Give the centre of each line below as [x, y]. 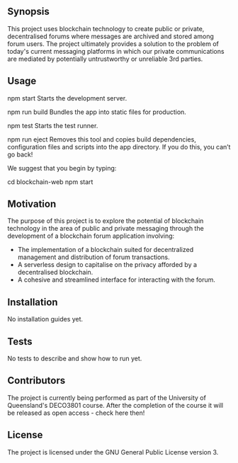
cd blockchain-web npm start [50, 182]
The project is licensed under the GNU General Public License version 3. [113, 452]
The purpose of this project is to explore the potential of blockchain [106, 221]
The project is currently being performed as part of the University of [107, 398]
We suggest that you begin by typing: [62, 168]
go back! [20, 154]
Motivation [32, 204]
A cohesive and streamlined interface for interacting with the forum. [117, 280]
